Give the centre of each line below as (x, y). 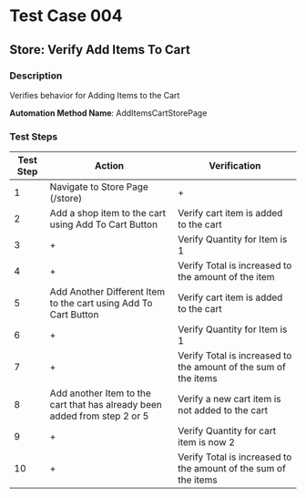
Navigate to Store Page (99, 187)
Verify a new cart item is (229, 399)
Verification (235, 166)
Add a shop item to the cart (108, 213)
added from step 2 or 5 (99, 416)
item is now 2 (206, 442)
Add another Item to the (101, 393)
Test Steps (34, 136)
